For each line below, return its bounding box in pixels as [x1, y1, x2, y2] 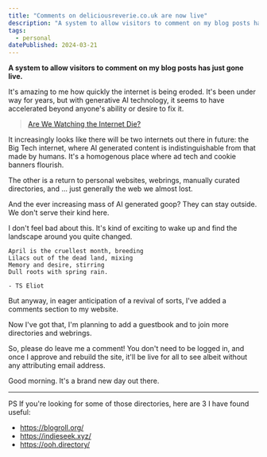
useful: [8, 408, 31, 417]
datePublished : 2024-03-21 [8, 41, 98, 49]
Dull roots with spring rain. [8, 268, 109, 276]
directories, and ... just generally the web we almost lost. [8, 184, 193, 193]
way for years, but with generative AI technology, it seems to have [8, 96, 225, 105]
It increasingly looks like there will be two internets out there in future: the [8, 135, 249, 144]
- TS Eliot [8, 282, 44, 291]
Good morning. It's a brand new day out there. [8, 376, 160, 386]
